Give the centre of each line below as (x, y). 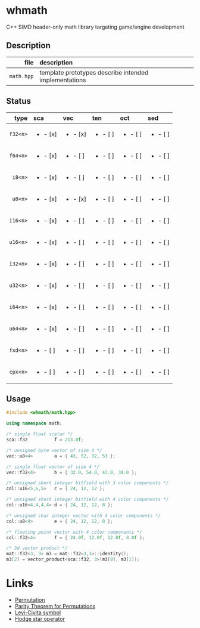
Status (19, 101)
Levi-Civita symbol (38, 612)
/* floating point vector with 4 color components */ (74, 532)
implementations (63, 80)
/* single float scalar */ (40, 434)
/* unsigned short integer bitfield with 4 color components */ (87, 499)
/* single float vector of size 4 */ (53, 467)
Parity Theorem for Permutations (55, 606)
